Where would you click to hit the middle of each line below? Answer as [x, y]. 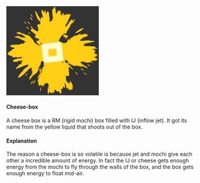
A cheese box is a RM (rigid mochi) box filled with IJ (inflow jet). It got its [97, 120]
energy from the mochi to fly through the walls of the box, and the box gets [100, 167]
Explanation [22, 141]
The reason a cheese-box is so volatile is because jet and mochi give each [99, 154]
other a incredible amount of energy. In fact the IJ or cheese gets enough [98, 161]
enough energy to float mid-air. [45, 173]
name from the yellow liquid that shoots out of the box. [75, 127]
